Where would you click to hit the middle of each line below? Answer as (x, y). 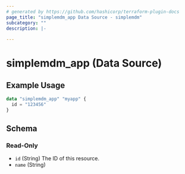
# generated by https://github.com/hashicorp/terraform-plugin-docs (93, 12)
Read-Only (22, 145)
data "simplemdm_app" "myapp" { (46, 99)
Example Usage (36, 85)
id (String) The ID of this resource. (57, 159)
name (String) (30, 165)
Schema (22, 129)
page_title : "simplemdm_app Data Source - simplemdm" (74, 17)
